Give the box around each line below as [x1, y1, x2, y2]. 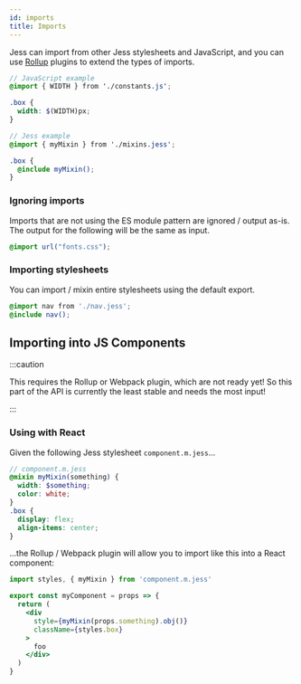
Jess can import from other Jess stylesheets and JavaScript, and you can [9, 46, 285, 57]
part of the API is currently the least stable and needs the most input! [9, 386, 267, 397]
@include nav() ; [9, 309, 71, 319]
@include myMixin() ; [17, 165, 95, 174]
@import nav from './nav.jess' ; [9, 301, 131, 310]
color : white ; [17, 489, 71, 499]
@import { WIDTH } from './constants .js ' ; [9, 82, 172, 91]
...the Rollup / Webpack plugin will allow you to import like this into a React [9, 548, 287, 559]
